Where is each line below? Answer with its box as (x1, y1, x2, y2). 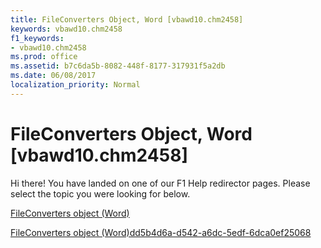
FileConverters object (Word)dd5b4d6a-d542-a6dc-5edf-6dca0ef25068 (10, 226, 312, 238)
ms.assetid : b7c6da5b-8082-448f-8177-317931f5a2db (10, 61, 226, 71)
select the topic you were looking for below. (10, 187, 191, 200)
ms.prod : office (10, 52, 78, 62)
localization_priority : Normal (10, 80, 141, 90)
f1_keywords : (10, 33, 65, 43)
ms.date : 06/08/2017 (10, 71, 97, 81)
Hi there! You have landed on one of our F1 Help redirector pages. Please (10, 177, 311, 189)
